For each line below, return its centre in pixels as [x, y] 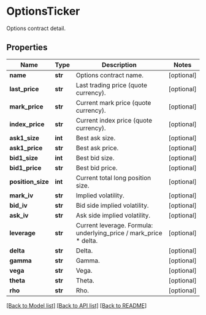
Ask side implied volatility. [113, 215]
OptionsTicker [43, 11]
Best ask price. [97, 148]
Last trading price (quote [111, 85]
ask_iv [19, 215]
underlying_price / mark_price [119, 233]
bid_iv [18, 205]
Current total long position [113, 178]
